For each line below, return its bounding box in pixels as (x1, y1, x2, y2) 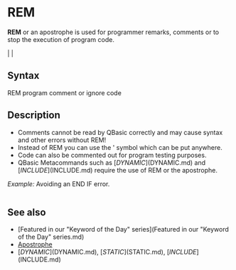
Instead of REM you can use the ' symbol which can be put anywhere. (17, 143, 222, 151)
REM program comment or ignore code (7, 88, 122, 97)
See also (7, 206, 46, 218)
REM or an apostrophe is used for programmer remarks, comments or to (7, 28, 220, 36)
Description (7, 109, 60, 121)
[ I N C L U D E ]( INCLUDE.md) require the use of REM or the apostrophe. (17, 166, 218, 174)
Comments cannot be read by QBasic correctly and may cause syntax (17, 128, 223, 136)
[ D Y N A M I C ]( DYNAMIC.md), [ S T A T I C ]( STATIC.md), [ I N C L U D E (17, 248, 197, 256)
